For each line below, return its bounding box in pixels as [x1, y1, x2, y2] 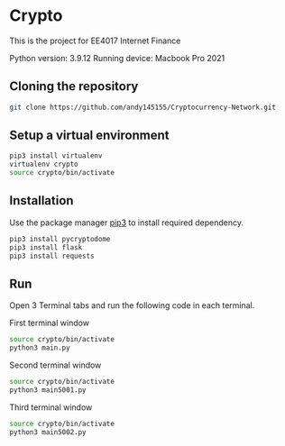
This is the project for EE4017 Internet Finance [9, 35, 181, 46]
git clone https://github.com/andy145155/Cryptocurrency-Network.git [9, 103, 277, 112]
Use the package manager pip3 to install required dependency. [9, 217, 244, 228]
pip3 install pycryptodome [9, 234, 111, 243]
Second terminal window [9, 360, 102, 370]
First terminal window [9, 317, 90, 329]
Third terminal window [9, 402, 93, 413]
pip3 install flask [9, 242, 83, 252]
